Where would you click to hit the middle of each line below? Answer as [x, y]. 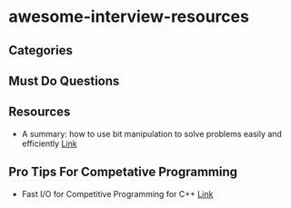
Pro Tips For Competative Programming [123, 172]
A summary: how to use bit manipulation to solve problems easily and [152, 134]
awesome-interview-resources [129, 17]
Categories [41, 50]
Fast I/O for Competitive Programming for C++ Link [117, 193]
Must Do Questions [64, 80]
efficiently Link [50, 144]
